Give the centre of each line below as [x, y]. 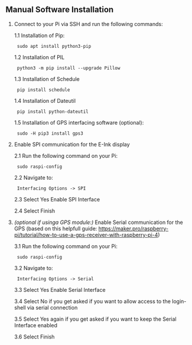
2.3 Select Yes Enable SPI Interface [57, 199]
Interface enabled [35, 325]
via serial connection [52, 307]
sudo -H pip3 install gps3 [50, 133]
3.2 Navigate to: [33, 268]
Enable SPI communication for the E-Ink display [72, 144]
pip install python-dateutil [53, 112]
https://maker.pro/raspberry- [134, 228]
